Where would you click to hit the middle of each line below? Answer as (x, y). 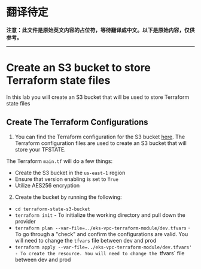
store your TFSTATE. (40, 149)
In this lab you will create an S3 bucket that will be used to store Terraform (98, 97)
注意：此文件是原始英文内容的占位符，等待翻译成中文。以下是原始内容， (95, 30)
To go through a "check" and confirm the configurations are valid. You (101, 234)
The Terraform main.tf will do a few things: (59, 161)
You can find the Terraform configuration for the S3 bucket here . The (100, 137)
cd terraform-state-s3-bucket (53, 209)
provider (25, 221)
